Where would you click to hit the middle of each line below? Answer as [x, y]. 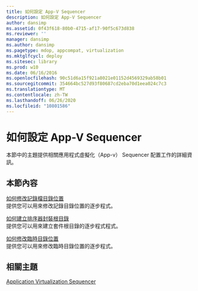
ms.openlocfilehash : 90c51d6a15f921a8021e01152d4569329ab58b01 [86, 78]
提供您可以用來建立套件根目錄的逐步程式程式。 [64, 226]
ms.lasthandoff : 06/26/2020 [41, 100]
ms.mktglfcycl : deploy [34, 56]
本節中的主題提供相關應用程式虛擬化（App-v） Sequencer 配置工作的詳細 [97, 155]
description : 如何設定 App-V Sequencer [54, 17]
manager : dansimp [28, 39]
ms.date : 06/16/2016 [32, 73]
